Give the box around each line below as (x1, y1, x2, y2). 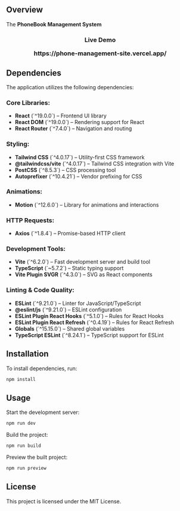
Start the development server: (6, 409, 80, 416)
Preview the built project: (6, 453, 67, 461)
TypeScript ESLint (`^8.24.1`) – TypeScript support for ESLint (14, 331, 164, 338)
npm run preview (6, 465, 46, 471)
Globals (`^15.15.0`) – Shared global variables (14, 325, 125, 332)
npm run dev (6, 421, 36, 427)
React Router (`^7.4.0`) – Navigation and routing (14, 125, 132, 132)
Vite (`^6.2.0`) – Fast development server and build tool (14, 258, 151, 265)
